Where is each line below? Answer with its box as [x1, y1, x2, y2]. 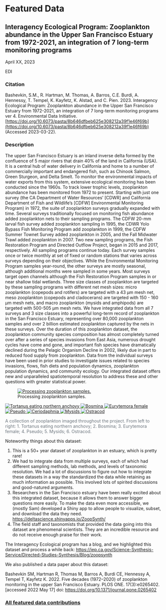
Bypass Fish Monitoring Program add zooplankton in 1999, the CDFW [5, 226, 146, 232]
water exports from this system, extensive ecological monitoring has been [5, 179, 156, 185]
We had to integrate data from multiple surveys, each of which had [12, 458, 148, 464]
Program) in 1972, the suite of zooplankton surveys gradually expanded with [5, 205, 160, 211]
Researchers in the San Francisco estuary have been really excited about [12, 489, 161, 495]
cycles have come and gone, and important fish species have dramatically [5, 342, 156, 348]
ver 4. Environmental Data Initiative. [5, 113, 78, 119]
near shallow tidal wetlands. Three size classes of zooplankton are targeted [5, 279, 159, 284]
